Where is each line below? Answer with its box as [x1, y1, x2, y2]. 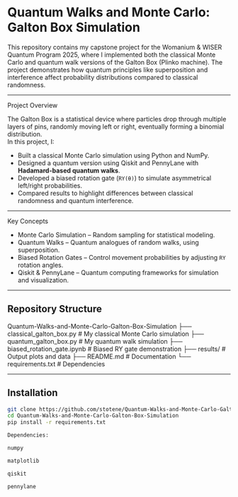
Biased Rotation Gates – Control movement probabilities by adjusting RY [17, 253, 226, 261]
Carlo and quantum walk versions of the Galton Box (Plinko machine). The [7, 58, 223, 66]
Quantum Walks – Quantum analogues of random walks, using [17, 238, 200, 246]
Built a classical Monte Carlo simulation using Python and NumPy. [17, 151, 210, 160]
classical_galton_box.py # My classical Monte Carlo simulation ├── [7, 329, 204, 338]
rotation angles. [17, 261, 64, 269]
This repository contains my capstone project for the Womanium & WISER [7, 43, 222, 51]
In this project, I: [7, 137, 55, 146]
